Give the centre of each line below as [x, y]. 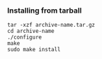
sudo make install [34, 50]
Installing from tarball [45, 11]
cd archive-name [31, 31]
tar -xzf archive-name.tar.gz [51, 25]
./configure [24, 37]
